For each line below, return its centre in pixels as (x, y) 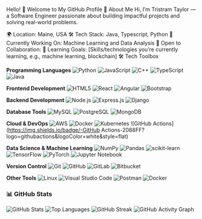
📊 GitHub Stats (29, 194)
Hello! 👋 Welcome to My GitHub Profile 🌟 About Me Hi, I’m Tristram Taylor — (101, 9)
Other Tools (21, 178)
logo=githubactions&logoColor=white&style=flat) (67, 136)
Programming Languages (39, 70)
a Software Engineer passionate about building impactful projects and (93, 16)
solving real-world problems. (42, 22)
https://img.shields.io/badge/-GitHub (54, 130)
